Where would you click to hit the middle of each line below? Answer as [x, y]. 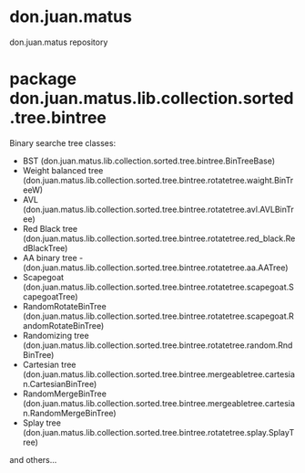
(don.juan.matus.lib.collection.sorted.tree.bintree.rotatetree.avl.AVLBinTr [158, 209]
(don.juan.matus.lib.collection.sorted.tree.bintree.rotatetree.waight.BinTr [158, 180]
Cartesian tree [49, 364]
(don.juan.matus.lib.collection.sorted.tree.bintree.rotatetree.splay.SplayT [158, 432]
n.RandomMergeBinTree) [69, 413]
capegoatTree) [51, 296]
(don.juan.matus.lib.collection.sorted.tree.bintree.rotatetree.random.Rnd [158, 345]
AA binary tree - [53, 258]
